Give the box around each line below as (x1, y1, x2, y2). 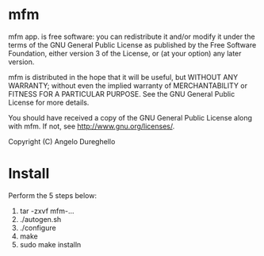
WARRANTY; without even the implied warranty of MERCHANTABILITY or (8, 81, 248, 90)
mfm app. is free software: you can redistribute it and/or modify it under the (8, 32, 255, 41)
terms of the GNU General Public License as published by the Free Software (8, 40, 257, 49)
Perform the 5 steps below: (8, 190, 98, 200)
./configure (19, 223, 57, 232)
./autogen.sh (19, 214, 62, 224)
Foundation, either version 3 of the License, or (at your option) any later (8, 48, 242, 58)
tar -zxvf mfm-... (19, 206, 75, 216)
